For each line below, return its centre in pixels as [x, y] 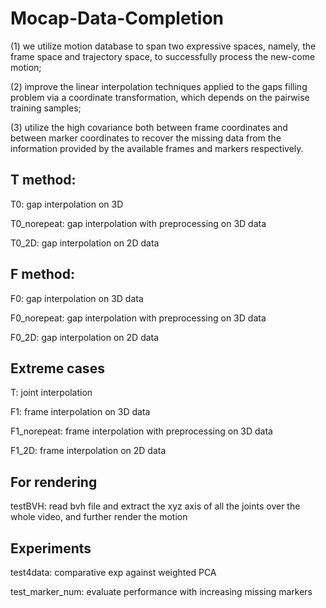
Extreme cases [57, 368]
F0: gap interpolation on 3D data [77, 298]
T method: [43, 180]
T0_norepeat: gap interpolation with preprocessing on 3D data [138, 223]
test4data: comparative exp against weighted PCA [113, 572]
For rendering [54, 482]
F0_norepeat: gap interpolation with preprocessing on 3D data [138, 318]
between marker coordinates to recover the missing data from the [146, 138]
